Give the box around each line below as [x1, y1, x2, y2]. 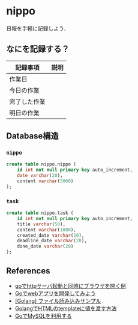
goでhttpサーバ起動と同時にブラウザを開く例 [14, 282, 126, 289]
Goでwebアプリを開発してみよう [14, 290, 96, 297]
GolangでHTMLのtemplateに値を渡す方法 [14, 305, 117, 312]
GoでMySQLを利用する [14, 312, 72, 319]
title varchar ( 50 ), [17, 221, 66, 227]
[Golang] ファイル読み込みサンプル [14, 297, 101, 304]
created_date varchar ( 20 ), [17, 232, 85, 238]
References [6, 266, 50, 276]
